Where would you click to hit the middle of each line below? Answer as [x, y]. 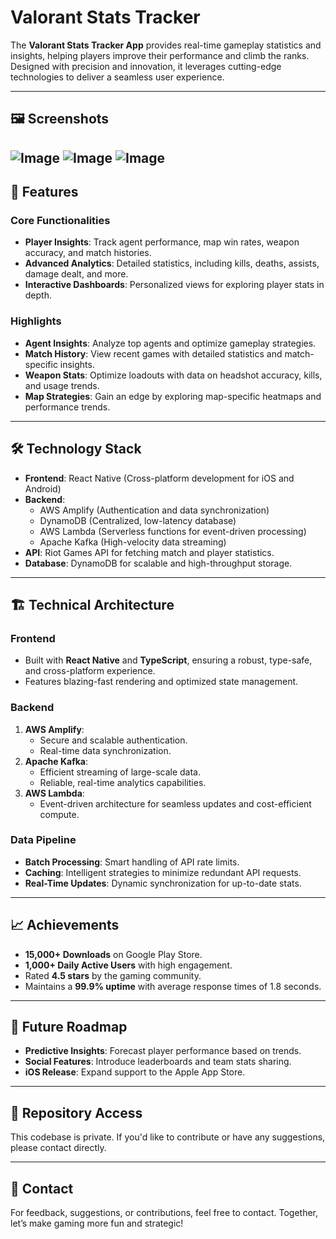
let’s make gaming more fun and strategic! [97, 1223]
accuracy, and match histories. [88, 253]
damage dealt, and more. [76, 274]
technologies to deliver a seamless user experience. [117, 77]
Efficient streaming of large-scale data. [120, 772]
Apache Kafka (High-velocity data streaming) [133, 542]
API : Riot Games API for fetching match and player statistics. [149, 552]
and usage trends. [62, 385]
